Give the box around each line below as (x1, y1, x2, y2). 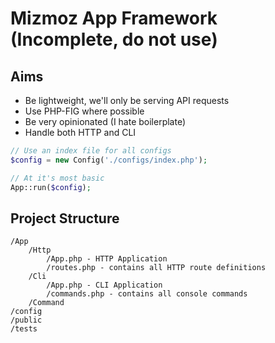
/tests (10, 324, 38, 334)
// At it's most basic (10, 173, 105, 183)
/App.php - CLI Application (46, 280, 163, 291)
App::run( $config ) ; (10, 182, 92, 192)
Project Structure (10, 210, 120, 227)
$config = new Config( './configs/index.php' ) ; (10, 155, 208, 165)
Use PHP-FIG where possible (24, 105, 145, 117)
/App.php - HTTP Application (46, 254, 168, 264)
